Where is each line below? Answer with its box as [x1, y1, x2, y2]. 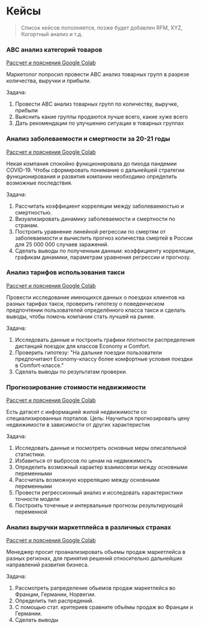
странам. [14, 221, 39, 229]
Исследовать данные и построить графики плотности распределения [14, 336, 195, 343]
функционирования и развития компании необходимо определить [6, 172, 178, 180]
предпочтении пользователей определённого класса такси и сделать [6, 306, 186, 314]
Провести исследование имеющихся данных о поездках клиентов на [6, 293, 185, 301]
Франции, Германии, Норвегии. [14, 591, 96, 598]
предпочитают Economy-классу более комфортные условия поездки [14, 355, 193, 362]
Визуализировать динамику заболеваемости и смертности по [14, 215, 176, 222]
